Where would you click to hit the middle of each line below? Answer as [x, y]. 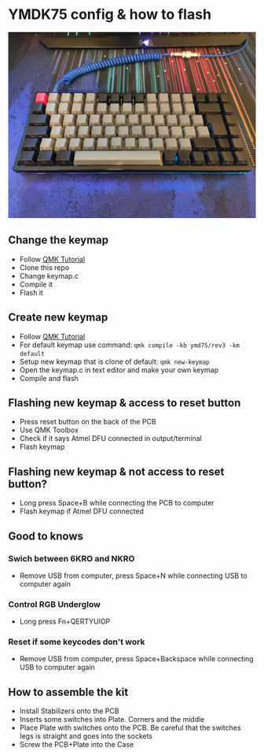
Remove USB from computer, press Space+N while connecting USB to [133, 576]
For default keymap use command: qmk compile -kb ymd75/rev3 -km [129, 345]
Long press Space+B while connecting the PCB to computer [117, 503]
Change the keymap [59, 241]
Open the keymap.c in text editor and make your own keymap [119, 370]
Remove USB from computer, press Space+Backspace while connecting [136, 659]
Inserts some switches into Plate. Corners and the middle [112, 720]
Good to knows [46, 536]
